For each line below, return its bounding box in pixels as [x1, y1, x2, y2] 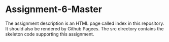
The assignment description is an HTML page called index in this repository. [5, 20, 164, 26]
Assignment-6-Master [5, 4, 103, 15]
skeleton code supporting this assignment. [5, 31, 94, 37]
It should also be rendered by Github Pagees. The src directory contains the [5, 25, 164, 31]
